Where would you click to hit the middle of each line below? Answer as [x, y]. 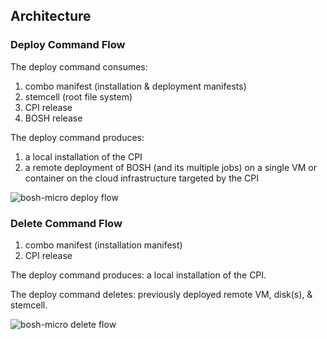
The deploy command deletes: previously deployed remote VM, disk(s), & [161, 294]
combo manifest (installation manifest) [103, 245]
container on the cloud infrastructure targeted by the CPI [142, 178]
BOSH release [53, 118]
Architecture [51, 16]
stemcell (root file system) [78, 96]
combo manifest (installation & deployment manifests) [135, 86]
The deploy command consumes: [79, 66]
